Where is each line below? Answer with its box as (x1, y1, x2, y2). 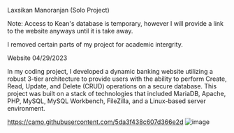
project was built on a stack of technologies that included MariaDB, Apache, (7, 90, 226, 97)
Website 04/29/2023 (7, 54, 68, 62)
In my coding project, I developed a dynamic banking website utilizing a (7, 68, 213, 75)
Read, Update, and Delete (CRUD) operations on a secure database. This (7, 82, 217, 90)
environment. (7, 104, 45, 112)
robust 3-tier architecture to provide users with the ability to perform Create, (7, 75, 227, 83)
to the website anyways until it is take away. (7, 27, 133, 35)
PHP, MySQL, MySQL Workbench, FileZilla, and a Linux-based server (7, 97, 206, 105)
